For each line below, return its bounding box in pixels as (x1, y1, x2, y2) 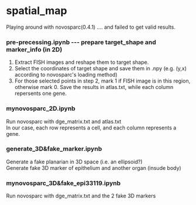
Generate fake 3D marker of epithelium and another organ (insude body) (6, 164, 182, 171)
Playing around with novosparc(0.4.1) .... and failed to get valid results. (6, 23, 176, 30)
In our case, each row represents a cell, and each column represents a (6, 124, 177, 131)
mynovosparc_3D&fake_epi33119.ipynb (6, 179, 121, 187)
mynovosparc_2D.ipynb (6, 104, 76, 112)
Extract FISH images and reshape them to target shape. (14, 59, 149, 66)
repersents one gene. (14, 90, 67, 97)
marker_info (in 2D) (6, 45, 63, 53)
